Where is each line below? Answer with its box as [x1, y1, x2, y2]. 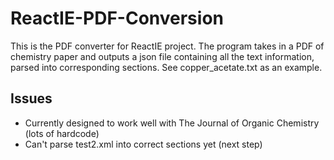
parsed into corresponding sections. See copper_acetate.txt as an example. [10, 61, 323, 73]
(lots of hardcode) [24, 127, 100, 139]
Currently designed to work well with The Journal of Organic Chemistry [24, 117, 320, 129]
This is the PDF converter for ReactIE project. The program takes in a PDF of [10, 40, 325, 52]
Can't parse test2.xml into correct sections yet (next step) [24, 138, 263, 150]
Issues [10, 90, 53, 107]
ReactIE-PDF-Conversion [10, 7, 224, 30]
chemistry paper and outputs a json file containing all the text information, [10, 50, 315, 62]
